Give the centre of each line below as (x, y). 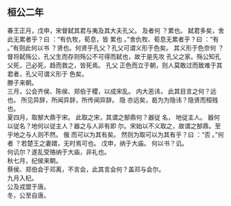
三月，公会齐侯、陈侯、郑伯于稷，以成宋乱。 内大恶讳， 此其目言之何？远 (112, 91)
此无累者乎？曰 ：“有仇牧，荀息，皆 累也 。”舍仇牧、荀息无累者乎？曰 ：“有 (113, 39)
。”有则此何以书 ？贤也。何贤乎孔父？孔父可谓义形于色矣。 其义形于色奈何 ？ (115, 48)
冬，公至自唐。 (28, 195)
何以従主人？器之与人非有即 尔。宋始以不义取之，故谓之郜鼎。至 (129, 126)
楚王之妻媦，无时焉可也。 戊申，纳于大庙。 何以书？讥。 (107, 143)
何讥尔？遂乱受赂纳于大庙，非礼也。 (59, 152)
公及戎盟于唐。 (28, 187)
